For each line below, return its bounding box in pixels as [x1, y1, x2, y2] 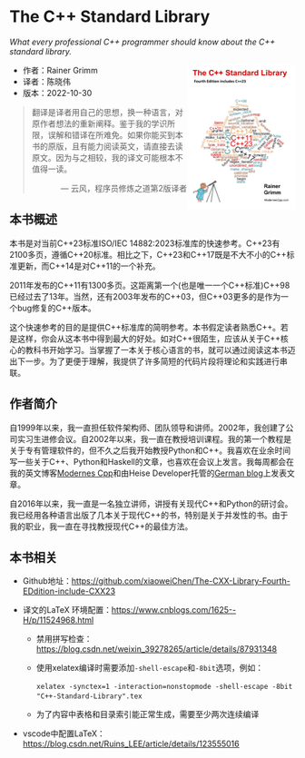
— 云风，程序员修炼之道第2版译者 [60, 182, 188, 193]
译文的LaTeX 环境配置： [22, 605, 112, 615]
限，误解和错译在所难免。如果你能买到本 [31, 129, 183, 140]
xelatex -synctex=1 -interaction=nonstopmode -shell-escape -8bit [35, 683, 293, 692]
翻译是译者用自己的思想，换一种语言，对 [31, 106, 183, 117]
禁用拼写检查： [35, 634, 93, 645]
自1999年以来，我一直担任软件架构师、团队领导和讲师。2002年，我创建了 [9, 422, 286, 433]
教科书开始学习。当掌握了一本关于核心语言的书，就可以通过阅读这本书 [25, 344, 288, 355]
